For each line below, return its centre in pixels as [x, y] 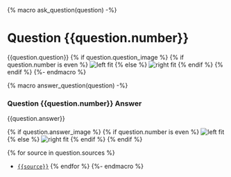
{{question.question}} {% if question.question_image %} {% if [95, 57]
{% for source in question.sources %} [61, 153]
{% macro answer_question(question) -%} [68, 85]
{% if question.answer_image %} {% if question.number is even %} [103, 132]
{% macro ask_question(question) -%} [62, 10]
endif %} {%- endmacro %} [47, 71]
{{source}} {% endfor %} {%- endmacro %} [80, 167]
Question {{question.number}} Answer [75, 103]
